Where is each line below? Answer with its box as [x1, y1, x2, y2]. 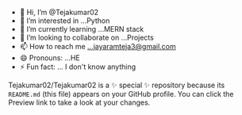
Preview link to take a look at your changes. [8, 98, 151, 107]
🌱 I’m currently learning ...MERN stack [19, 25, 144, 33]
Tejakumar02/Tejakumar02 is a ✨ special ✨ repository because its [8, 80, 225, 90]
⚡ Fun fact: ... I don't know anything [19, 62, 136, 71]
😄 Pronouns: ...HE [19, 53, 81, 63]
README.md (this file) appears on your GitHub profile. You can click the [8, 90, 234, 98]
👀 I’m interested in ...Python [19, 16, 110, 25]
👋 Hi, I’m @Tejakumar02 [19, 8, 99, 17]
